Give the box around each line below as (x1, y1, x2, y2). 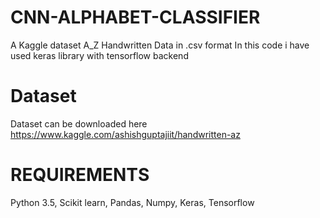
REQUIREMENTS (10, 164, 150, 186)
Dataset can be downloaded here (10, 117, 148, 130)
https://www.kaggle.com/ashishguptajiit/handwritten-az (10, 128, 241, 140)
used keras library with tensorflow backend (10, 49, 189, 61)
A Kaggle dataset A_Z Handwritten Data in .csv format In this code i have (10, 39, 310, 51)
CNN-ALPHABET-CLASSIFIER (10, 6, 261, 29)
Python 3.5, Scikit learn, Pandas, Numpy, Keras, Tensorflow (10, 196, 255, 208)
